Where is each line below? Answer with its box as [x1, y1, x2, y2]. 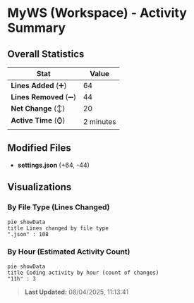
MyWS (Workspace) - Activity [7, 5, 187, 21]
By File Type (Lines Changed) [7, 202, 110, 212]
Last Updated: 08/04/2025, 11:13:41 [24, 287, 129, 296]
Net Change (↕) [11, 104, 66, 113]
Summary [7, 20, 66, 36]
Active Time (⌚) [11, 116, 66, 125]
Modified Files [7, 142, 72, 154]
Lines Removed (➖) [11, 92, 76, 101]
